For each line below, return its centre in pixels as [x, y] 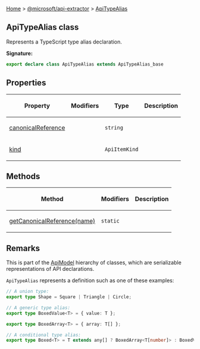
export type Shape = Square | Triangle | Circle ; [69, 297]
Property [37, 106]
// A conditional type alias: [44, 335]
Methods [23, 176]
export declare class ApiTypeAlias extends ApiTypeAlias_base [85, 64]
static [110, 221]
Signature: [19, 53]
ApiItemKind [121, 149]
